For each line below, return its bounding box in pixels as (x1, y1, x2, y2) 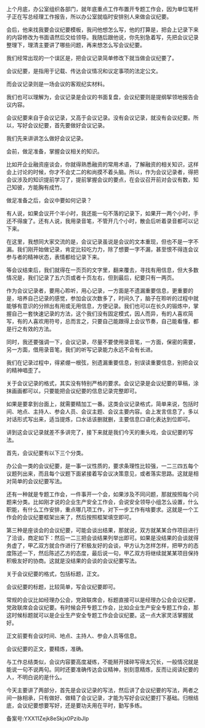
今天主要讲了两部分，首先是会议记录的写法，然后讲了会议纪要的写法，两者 (6, 686, 193, 694)
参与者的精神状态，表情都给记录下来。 (6, 253, 103, 260)
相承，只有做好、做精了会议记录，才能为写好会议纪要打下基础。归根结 (22, 694, 199, 701)
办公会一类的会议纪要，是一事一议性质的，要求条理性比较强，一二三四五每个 (6, 462, 199, 470)
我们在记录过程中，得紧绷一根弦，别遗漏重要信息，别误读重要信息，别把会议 (6, 359, 199, 366)
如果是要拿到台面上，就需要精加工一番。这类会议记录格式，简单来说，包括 (6, 400, 193, 407)
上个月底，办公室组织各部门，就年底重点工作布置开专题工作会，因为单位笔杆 (6, 6, 199, 12)
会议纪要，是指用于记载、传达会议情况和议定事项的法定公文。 (6, 67, 162, 75)
